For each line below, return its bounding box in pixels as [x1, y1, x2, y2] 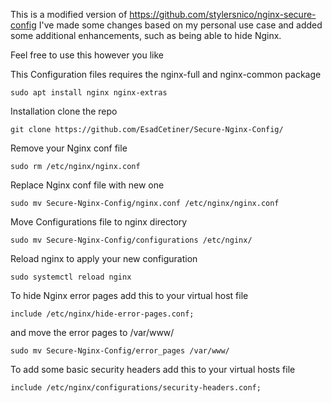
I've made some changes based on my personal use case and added [38, 19, 323, 31]
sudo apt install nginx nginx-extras [10, 88, 168, 98]
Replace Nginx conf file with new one [10, 179, 165, 191]
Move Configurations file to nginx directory [10, 216, 188, 228]
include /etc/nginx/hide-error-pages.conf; [10, 309, 195, 319]
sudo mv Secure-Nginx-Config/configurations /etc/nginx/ [10, 235, 253, 245]
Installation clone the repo [10, 105, 118, 117]
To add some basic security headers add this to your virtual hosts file [10, 364, 296, 375]
